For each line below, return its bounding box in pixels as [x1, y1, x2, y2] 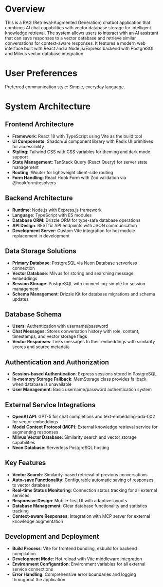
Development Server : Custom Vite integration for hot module [12, 228, 135, 234]
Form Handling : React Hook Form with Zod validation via [12, 175, 127, 180]
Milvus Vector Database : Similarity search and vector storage [12, 434, 137, 440]
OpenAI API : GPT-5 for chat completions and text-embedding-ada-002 [12, 413, 155, 419]
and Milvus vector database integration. [5, 50, 85, 57]
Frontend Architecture [5, 120, 74, 129]
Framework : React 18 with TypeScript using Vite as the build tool [12, 133, 143, 139]
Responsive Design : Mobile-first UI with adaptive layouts [12, 497, 127, 503]
